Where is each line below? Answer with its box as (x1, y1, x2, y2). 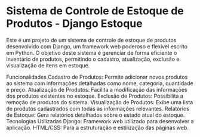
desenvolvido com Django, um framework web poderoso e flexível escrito (6, 43, 188, 50)
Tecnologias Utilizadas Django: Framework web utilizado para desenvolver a (6, 117, 194, 124)
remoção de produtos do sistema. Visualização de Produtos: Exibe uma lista (6, 98, 193, 105)
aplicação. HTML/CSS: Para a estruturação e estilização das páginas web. (6, 124, 189, 131)
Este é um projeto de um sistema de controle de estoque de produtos (6, 36, 177, 43)
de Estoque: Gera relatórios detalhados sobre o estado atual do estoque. (6, 111, 185, 119)
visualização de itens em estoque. (6, 61, 90, 69)
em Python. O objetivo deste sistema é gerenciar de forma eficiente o (6, 49, 177, 56)
